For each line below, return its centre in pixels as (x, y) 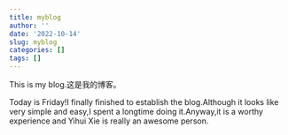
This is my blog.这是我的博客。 (65, 84)
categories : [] (37, 50)
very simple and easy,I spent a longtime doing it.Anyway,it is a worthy (136, 112)
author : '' (29, 26)
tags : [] (25, 58)
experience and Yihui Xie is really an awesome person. (109, 121)
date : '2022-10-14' (45, 34)
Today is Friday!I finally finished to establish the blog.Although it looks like (144, 102)
